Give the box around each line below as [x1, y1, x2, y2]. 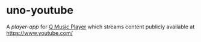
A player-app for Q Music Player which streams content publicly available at [6, 23, 195, 30]
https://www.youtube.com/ [6, 29, 73, 36]
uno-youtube [6, 4, 74, 17]
